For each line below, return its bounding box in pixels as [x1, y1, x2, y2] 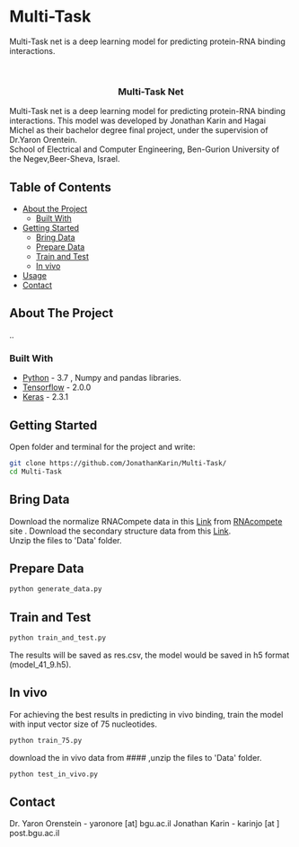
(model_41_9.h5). [9, 658, 72, 670]
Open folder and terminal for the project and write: [9, 441, 196, 452]
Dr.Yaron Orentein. [9, 135, 78, 146]
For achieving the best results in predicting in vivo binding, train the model [9, 709, 284, 719]
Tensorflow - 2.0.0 [22, 382, 92, 393]
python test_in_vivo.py [9, 770, 99, 779]
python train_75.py [9, 736, 83, 745]
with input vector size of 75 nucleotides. [9, 719, 158, 729]
